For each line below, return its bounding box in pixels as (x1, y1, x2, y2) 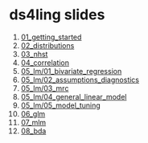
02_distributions (20, 40, 75, 50)
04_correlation (20, 58, 70, 67)
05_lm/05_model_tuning (20, 100, 101, 110)
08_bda (20, 126, 47, 136)
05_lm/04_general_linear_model (20, 92, 127, 101)
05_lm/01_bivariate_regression (20, 66, 122, 76)
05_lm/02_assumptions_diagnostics (20, 75, 140, 84)
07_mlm (20, 117, 47, 127)
